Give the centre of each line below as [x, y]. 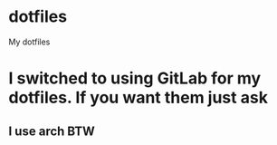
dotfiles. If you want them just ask [138, 98]
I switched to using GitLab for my [135, 78]
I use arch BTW [52, 131]
